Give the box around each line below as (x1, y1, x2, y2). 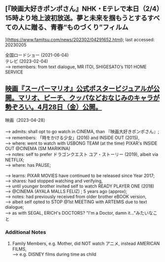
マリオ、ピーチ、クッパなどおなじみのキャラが (18, 94, 160, 102)
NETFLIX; (5, 157, 25, 163)
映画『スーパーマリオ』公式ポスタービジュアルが (5, 84, 154, 93)
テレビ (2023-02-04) (5, 58, 48, 64)
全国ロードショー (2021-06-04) (5, 52, 69, 58)
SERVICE (5, 69, 24, 75)
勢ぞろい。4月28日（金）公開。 (5, 103, 102, 112)
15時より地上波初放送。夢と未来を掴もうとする (5, 14, 148, 22)
